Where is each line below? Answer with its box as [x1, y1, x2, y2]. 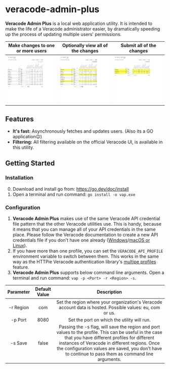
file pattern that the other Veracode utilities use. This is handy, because [12, 221, 162, 227]
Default [35, 286, 52, 292]
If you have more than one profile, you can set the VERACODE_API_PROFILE [12, 248, 163, 254]
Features [5, 114, 34, 123]
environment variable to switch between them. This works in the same [12, 253, 159, 259]
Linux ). [12, 242, 27, 249]
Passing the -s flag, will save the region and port [59, 324, 160, 330]
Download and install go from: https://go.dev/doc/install [12, 186, 129, 192]
